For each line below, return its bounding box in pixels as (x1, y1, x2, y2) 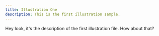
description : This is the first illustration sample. (5, 12, 121, 17)
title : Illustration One (5, 7, 57, 12)
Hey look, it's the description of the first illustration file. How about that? (5, 25, 154, 31)
